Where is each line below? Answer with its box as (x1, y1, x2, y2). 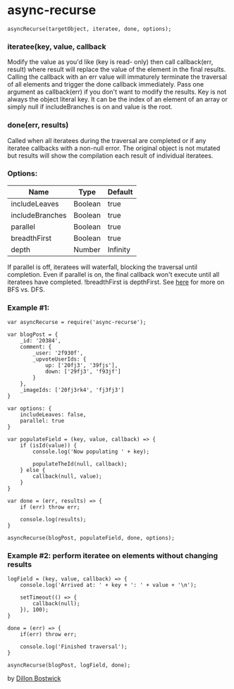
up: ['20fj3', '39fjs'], (44, 362, 118, 369)
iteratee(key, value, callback (7, 42, 106, 51)
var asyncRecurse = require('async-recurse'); (7, 319, 147, 326)
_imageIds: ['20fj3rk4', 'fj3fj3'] (20, 387, 125, 394)
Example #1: (7, 302, 50, 312)
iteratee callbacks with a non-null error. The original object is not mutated (7, 144, 221, 152)
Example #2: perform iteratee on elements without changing (7, 551, 218, 561)
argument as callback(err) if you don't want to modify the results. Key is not (7, 87, 227, 97)
